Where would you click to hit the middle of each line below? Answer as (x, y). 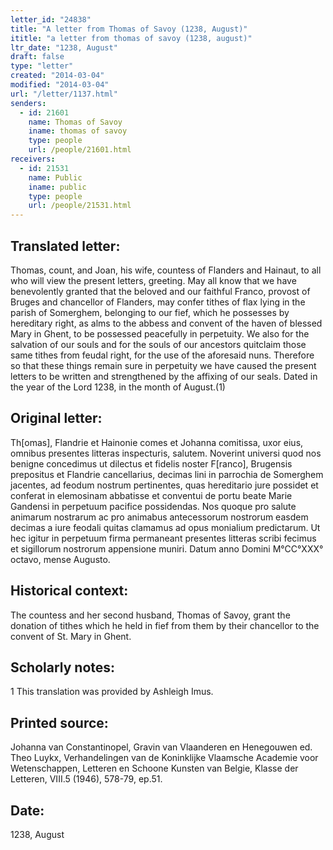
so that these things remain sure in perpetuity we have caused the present (163, 365)
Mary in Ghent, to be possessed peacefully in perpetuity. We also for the (160, 333)
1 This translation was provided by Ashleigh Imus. (112, 692)
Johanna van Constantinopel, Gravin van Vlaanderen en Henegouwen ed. (161, 747)
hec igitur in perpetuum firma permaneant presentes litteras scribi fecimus (163, 538)
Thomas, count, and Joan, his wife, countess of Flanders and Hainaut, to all (166, 270)
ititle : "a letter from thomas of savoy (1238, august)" (131, 38)
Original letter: (56, 418)
